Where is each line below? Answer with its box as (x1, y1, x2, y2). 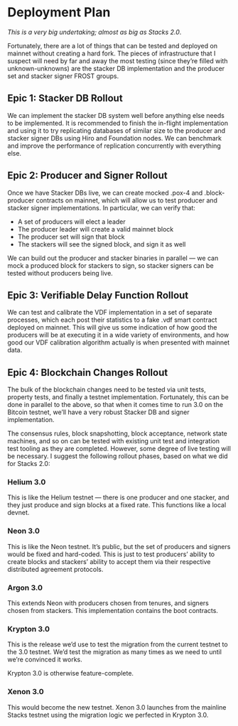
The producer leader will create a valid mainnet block (17, 224, 174, 233)
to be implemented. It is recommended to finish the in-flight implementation (7, 119, 229, 127)
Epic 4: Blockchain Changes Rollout (7, 367, 168, 379)
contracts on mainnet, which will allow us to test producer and (36, 196, 218, 205)
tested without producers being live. (7, 269, 114, 277)
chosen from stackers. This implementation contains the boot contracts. (7, 607, 219, 615)
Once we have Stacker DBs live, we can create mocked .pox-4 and (7, 188, 203, 197)
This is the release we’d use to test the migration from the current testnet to (7, 640, 229, 649)
